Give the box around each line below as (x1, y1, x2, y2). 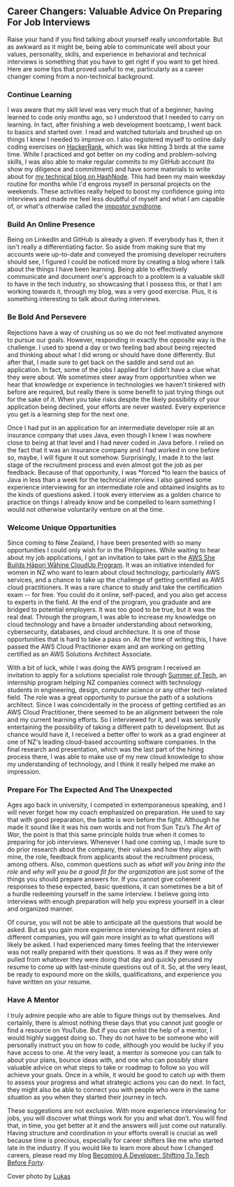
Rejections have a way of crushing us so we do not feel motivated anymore (7, 328, 224, 336)
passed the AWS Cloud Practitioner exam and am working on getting (7, 642, 205, 651)
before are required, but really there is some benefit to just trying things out (7, 387, 224, 396)
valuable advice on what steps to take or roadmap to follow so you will (7, 1063, 210, 1072)
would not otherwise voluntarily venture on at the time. (7, 505, 164, 513)
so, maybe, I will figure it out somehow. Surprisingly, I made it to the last (7, 453, 214, 461)
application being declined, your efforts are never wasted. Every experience (7, 402, 226, 411)
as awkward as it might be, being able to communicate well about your (7, 42, 211, 51)
